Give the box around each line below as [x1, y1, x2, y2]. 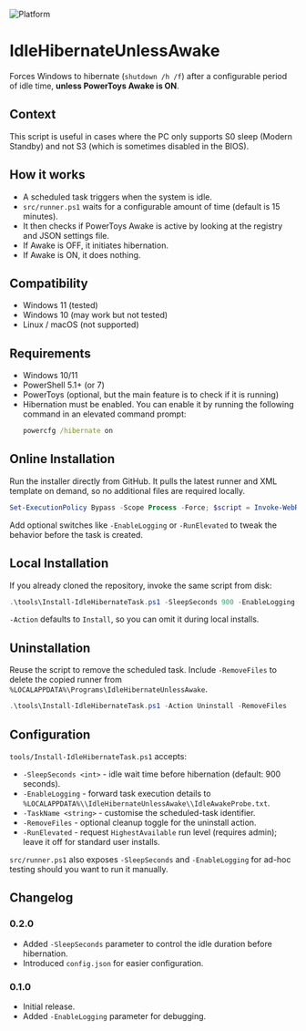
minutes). [22, 211, 59, 222]
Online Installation [9, 451, 116, 467]
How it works [9, 167, 86, 182]
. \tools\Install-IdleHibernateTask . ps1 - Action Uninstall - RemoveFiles [9, 702, 287, 711]
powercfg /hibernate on [22, 427, 114, 436]
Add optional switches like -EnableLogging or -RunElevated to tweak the [9, 520, 278, 531]
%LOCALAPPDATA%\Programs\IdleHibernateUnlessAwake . [9, 684, 208, 695]
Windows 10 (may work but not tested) [22, 310, 168, 321]
